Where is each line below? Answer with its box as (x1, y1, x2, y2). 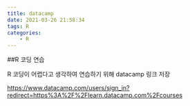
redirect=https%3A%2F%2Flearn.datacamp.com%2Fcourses (7, 91, 183, 100)
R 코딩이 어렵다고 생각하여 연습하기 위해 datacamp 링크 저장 (7, 70, 171, 78)
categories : (7, 29, 41, 36)
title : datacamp (7, 10, 54, 17)
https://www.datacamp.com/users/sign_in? (7, 84, 130, 92)
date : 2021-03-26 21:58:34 (7, 17, 85, 23)
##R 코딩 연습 (7, 56, 45, 64)
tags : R (7, 23, 30, 30)
